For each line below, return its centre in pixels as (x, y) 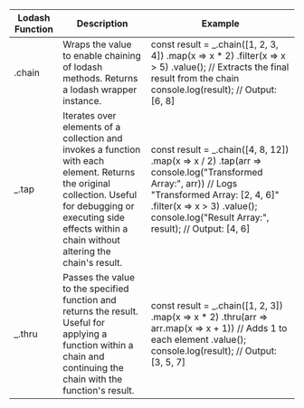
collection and (93, 138)
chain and (84, 356)
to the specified (96, 289)
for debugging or (99, 206)
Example (220, 24)
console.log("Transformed (207, 172)
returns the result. (100, 311)
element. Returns (99, 172)
